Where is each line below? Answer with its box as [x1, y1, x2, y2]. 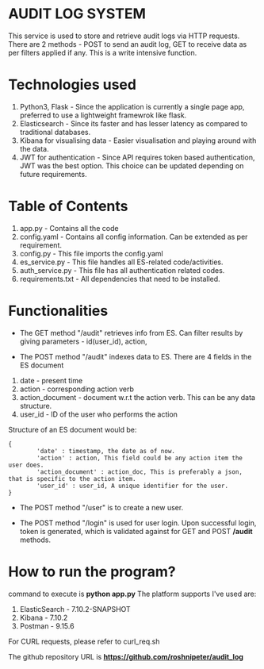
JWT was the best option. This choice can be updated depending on [19, 160, 244, 171]
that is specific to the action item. [8, 475, 136, 483]
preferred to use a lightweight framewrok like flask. [19, 110, 187, 120]
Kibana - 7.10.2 [19, 613, 68, 622]
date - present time [19, 375, 83, 385]
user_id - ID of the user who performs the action [19, 409, 178, 419]
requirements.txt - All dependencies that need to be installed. [19, 274, 220, 283]
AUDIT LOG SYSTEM [8, 5, 147, 23]
